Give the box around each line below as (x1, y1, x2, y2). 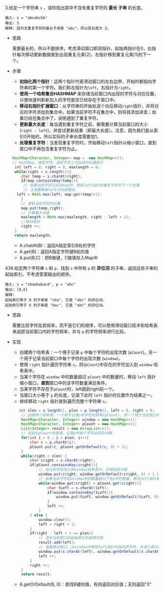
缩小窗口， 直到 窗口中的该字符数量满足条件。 (19, 379, 110, 386)
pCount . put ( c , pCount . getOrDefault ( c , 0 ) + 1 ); (30, 444, 128, 450)
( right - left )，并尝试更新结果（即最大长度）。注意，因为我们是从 (19, 127, 154, 133)
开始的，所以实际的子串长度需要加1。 (26, 134, 102, 139)
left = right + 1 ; (38, 521, 76, 527)
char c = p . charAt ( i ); (30, 440, 76, 445)
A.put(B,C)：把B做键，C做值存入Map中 (19, 255, 99, 260)
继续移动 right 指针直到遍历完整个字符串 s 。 (19, 398, 109, 404)
